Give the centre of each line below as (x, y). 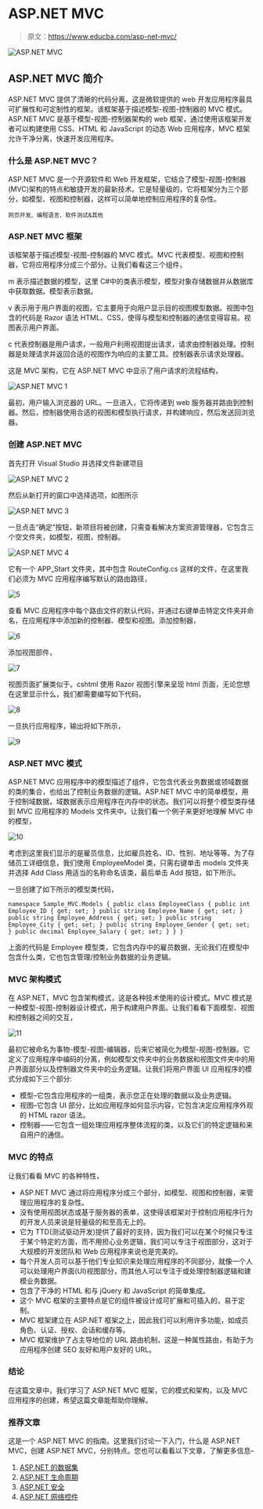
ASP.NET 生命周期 (49, 1478)
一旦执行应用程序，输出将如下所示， (67, 725)
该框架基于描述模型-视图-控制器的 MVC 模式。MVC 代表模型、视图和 (119, 255)
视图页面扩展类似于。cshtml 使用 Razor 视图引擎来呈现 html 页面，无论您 (126, 684)
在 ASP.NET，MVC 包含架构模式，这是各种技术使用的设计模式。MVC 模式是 (130, 998)
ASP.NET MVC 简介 (56, 79)
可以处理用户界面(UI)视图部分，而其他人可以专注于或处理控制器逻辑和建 (135, 1271)
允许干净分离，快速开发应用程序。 (63, 138)
